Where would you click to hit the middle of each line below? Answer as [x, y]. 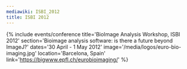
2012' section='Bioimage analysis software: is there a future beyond [90, 40]
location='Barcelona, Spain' [72, 53]
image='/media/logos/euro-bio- [142, 47]
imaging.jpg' [21, 53]
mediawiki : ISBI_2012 [33, 12]
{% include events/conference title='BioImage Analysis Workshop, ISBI [93, 34]
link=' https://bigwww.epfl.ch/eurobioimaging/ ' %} [67, 59]
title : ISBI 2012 [28, 17]
